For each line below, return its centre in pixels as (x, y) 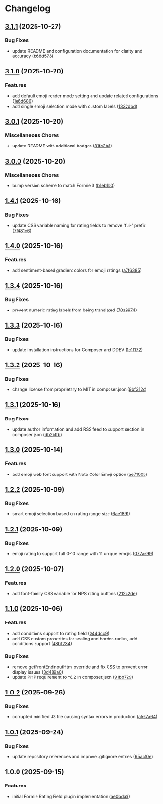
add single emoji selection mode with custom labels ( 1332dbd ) (75, 106)
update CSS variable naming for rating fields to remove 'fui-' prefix (79, 225)
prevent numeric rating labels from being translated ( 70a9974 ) (74, 310)
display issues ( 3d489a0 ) (38, 672)
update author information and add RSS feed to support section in (78, 429)
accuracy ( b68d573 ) (33, 56)
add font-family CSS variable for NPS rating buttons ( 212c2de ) (74, 593)
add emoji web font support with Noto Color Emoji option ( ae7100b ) (80, 474)
